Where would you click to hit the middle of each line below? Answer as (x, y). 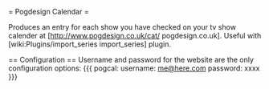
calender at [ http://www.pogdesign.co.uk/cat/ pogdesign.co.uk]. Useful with (135, 36)
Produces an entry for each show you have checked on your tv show (122, 27)
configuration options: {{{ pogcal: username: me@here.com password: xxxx (134, 68)
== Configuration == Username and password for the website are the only (131, 60)
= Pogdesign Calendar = (49, 12)
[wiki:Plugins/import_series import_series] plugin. (90, 44)
